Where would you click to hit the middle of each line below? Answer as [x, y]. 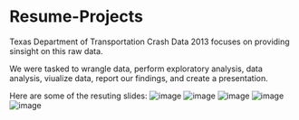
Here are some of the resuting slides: [78, 96]
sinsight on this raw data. [56, 51]
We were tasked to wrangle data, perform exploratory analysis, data [136, 69]
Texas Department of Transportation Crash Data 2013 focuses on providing [149, 42]
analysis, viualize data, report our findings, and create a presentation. [139, 78]
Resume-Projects [76, 17]
